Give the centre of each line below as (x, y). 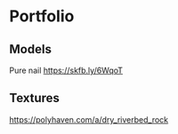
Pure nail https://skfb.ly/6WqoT (66, 70)
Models (30, 49)
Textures (35, 98)
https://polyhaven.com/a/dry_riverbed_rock (89, 119)
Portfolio (42, 16)
